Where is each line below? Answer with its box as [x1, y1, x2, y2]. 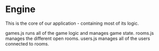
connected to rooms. [5, 40, 50, 46]
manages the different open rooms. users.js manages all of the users [5, 35, 150, 41]
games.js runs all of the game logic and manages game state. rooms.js [5, 30, 154, 36]
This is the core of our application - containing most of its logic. [5, 20, 139, 26]
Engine [5, 4, 36, 15]
